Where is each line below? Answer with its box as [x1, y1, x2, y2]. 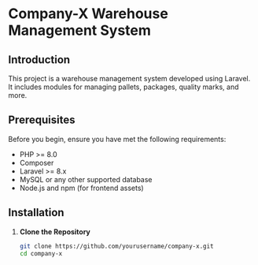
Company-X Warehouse [8, 5, 169, 23]
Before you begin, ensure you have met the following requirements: [8, 134, 227, 144]
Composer [19, 158, 54, 167]
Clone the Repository [19, 226, 90, 237]
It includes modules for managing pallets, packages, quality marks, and [8, 82, 239, 91]
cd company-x [19, 249, 63, 257]
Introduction [8, 53, 71, 66]
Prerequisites [8, 114, 76, 127]
